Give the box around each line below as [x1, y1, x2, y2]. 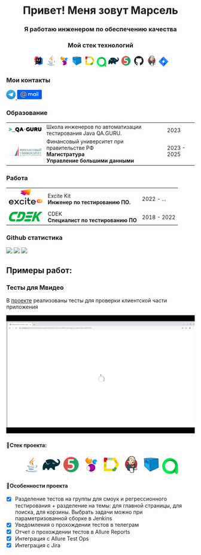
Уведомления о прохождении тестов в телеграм [14, 521, 139, 529]
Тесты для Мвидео [6, 283, 64, 292]
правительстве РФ [46, 145, 94, 152]
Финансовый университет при [46, 138, 124, 145]
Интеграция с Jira [14, 541, 61, 549]
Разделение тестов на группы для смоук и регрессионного [14, 496, 167, 503]
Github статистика [6, 233, 63, 242]
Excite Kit [47, 192, 71, 199]
